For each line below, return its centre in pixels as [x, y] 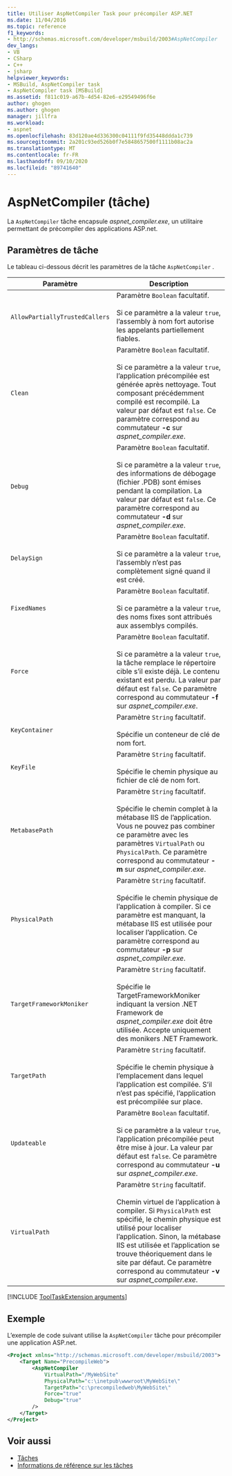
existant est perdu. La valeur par [168, 680]
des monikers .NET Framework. [167, 1039]
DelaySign [27, 558]
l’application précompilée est [163, 376]
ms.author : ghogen [33, 110]
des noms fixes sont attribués [164, 617]
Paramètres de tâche [53, 250]
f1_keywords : [26, 33]
